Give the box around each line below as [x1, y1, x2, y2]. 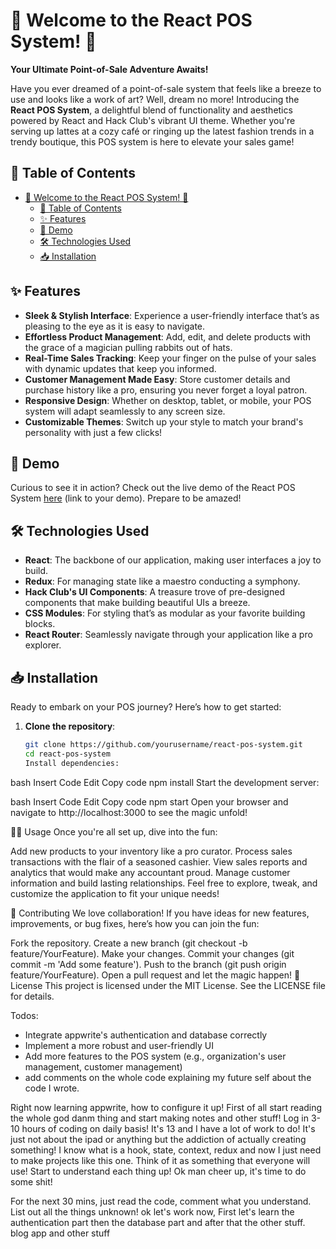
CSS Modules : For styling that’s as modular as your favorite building [24, 607, 306, 619]
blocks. [24, 618, 56, 630]
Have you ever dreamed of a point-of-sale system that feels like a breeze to [10, 82, 322, 94]
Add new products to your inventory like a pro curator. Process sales [10, 845, 293, 857]
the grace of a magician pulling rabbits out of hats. [24, 341, 233, 353]
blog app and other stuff [10, 1227, 111, 1239]
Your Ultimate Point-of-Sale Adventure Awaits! [10, 63, 209, 75]
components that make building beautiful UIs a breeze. [24, 597, 251, 609]
